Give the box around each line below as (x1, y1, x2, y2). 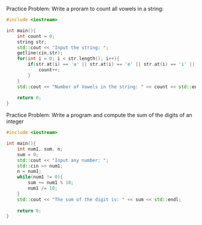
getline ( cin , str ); (17, 50, 63, 56)
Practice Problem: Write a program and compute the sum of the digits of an (6, 112, 192, 119)
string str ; (17, 39, 47, 45)
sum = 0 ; (17, 151, 39, 157)
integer (6, 118, 24, 125)
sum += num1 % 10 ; (28, 180, 74, 186)
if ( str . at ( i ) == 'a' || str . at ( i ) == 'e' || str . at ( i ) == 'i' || (28, 62, 195, 68)
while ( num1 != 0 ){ (17, 174, 63, 180)
